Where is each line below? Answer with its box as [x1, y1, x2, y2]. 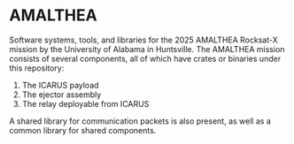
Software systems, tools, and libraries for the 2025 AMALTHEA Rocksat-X [9, 34, 279, 45]
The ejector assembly [21, 89, 102, 100]
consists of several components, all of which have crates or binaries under [9, 53, 282, 64]
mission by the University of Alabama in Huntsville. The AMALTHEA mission [9, 43, 285, 54]
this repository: [9, 63, 65, 73]
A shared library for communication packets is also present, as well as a [9, 116, 272, 126]
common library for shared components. [9, 125, 157, 135]
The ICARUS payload [21, 80, 99, 90]
